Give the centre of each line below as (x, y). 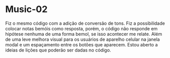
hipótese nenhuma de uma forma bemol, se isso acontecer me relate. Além (84, 34)
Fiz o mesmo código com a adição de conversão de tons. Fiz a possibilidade (85, 23)
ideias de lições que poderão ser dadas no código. (58, 50)
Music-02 (26, 9)
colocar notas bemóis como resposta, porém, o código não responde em (81, 28)
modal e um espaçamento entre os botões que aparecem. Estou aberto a (82, 44)
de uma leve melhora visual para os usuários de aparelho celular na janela (82, 39)
